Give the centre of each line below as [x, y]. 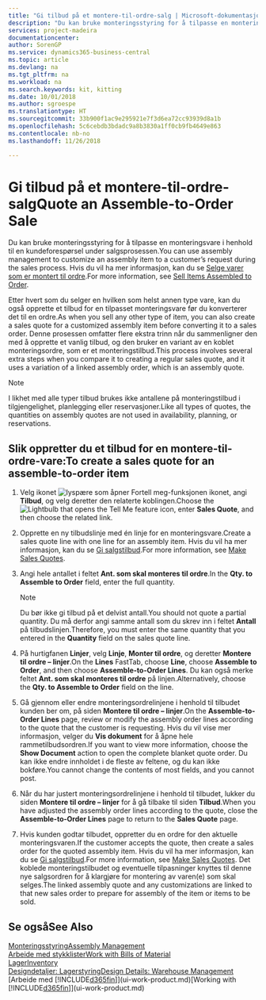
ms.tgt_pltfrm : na [38, 75]
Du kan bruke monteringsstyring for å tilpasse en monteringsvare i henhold [131, 243]
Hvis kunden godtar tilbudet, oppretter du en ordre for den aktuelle [129, 834]
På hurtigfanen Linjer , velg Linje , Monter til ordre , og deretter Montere [135, 653]
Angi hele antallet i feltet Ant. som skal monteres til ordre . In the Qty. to [136, 574]
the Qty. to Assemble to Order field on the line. [97, 688]
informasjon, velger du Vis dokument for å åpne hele [106, 736]
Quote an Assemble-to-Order [135, 204]
